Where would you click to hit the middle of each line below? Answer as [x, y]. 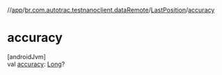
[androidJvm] [27, 56]
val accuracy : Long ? [36, 64]
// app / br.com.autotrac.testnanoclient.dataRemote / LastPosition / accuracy [111, 10]
